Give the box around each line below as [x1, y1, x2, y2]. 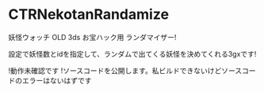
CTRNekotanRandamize [8, 6, 169, 24]
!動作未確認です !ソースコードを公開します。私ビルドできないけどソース [8, 65, 243, 75]
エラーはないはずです [21, 75, 92, 85]
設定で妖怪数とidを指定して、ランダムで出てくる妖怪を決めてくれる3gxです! [8, 49, 257, 58]
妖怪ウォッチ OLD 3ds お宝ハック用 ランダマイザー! [8, 32, 177, 42]
